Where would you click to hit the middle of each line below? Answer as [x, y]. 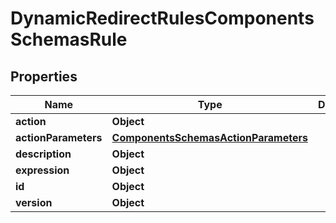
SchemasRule [69, 39]
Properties [44, 76]
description [43, 154]
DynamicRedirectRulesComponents [162, 18]
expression [42, 170]
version [34, 202]
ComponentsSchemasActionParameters [209, 137]
